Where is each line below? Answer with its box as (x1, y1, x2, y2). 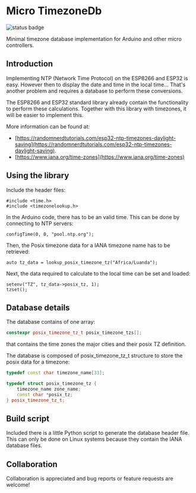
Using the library (6, 170, 69, 181)
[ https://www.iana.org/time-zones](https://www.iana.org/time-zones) (14, 153, 185, 160)
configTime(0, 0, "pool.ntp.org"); (6, 231, 94, 237)
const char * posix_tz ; (17, 391, 73, 397)
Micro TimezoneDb (6, 4, 102, 18)
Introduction (6, 59, 53, 69)
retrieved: (6, 248, 30, 255)
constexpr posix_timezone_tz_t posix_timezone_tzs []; (6, 330, 143, 336)
